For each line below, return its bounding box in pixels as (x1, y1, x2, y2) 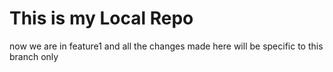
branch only (9, 50, 59, 62)
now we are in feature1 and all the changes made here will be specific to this (9, 40, 324, 52)
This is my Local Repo (9, 7, 194, 30)
